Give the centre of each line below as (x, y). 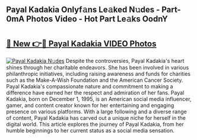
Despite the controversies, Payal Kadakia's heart (125, 61)
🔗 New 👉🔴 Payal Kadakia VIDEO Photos (81, 44)
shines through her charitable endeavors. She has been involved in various (98, 67)
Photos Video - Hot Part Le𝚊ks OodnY (97, 19)
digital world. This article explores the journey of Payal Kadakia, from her (95, 124)
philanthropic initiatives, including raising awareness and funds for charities (99, 74)
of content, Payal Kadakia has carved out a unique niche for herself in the (96, 118)
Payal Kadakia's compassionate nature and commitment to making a (90, 86)
